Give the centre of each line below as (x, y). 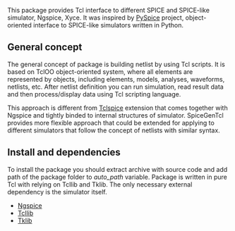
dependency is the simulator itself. (57, 192)
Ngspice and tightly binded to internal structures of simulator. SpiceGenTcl (115, 115)
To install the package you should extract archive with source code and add (117, 169)
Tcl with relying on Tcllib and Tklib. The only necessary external (100, 184)
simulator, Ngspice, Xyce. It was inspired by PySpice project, (96, 18)
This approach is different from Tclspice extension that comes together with (117, 108)
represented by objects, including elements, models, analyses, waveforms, (116, 79)
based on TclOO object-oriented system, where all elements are (100, 71)
